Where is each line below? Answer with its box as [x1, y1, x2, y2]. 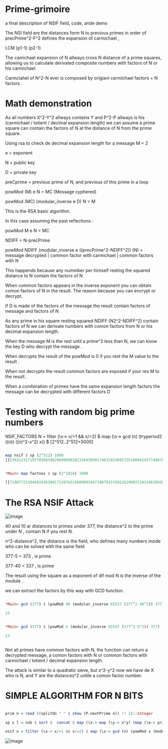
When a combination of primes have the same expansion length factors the [5, 383, 160, 389]
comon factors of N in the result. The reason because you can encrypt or [5, 287, 156, 294]
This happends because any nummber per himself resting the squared [5, 267, 150, 273]
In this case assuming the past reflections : [5, 218, 93, 224]
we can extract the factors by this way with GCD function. [5, 588, 124, 594]
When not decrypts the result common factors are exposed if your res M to [5, 368, 160, 374]
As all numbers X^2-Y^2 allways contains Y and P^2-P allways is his [5, 114, 145, 120]
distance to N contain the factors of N [5, 272, 83, 279]
